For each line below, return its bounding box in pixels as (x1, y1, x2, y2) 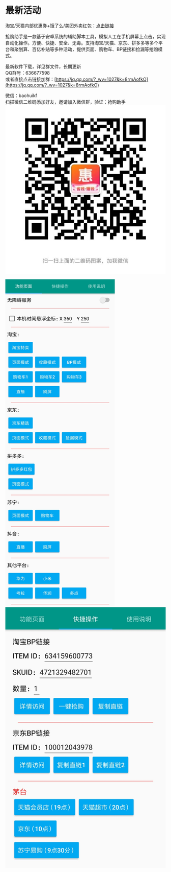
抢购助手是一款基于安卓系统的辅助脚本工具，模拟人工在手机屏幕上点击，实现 (5, 33, 166, 39)
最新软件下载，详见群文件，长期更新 (5, 63, 81, 69)
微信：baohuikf (5, 92, 37, 99)
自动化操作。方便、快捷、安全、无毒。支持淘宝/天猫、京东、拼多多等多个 (5, 39, 159, 46)
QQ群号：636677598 (5, 69, 50, 76)
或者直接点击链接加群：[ (5, 76, 56, 82)
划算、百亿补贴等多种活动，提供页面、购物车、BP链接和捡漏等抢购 (18, 46, 159, 52)
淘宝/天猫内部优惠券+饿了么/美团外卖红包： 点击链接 (5, 22, 115, 29)
